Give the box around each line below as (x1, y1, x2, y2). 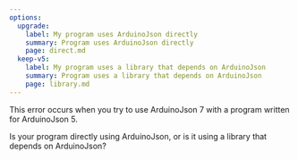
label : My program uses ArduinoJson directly (25, 29, 199, 38)
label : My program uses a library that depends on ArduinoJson (25, 63, 267, 72)
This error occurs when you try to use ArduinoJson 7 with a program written (9, 104, 290, 114)
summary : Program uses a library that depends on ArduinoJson (25, 72, 262, 80)
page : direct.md (25, 46, 87, 55)
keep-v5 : (17, 55, 50, 63)
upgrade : (17, 21, 50, 30)
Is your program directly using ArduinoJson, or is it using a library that (9, 131, 267, 141)
